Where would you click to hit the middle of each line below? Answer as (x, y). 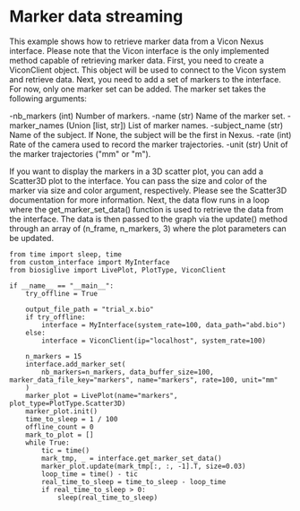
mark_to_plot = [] (60, 435)
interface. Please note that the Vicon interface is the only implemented (139, 50)
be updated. (32, 238)
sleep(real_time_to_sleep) (107, 498)
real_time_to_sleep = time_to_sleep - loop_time (134, 481)
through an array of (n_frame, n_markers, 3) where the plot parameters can (148, 228)
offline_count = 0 (60, 427)
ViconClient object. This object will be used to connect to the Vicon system (148, 70)
